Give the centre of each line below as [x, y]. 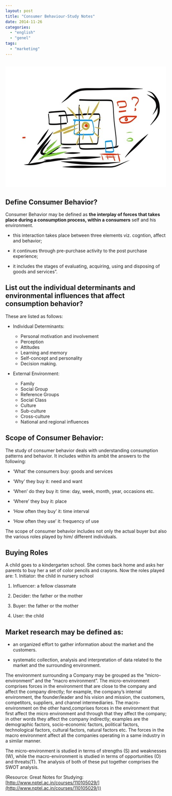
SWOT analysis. [22, 767]
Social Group [34, 389]
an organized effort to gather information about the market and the [83, 644]
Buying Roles [27, 552]
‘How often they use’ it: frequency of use [56, 521]
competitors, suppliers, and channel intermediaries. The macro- [73, 703]
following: [16, 461]
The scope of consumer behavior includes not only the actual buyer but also [86, 531]
